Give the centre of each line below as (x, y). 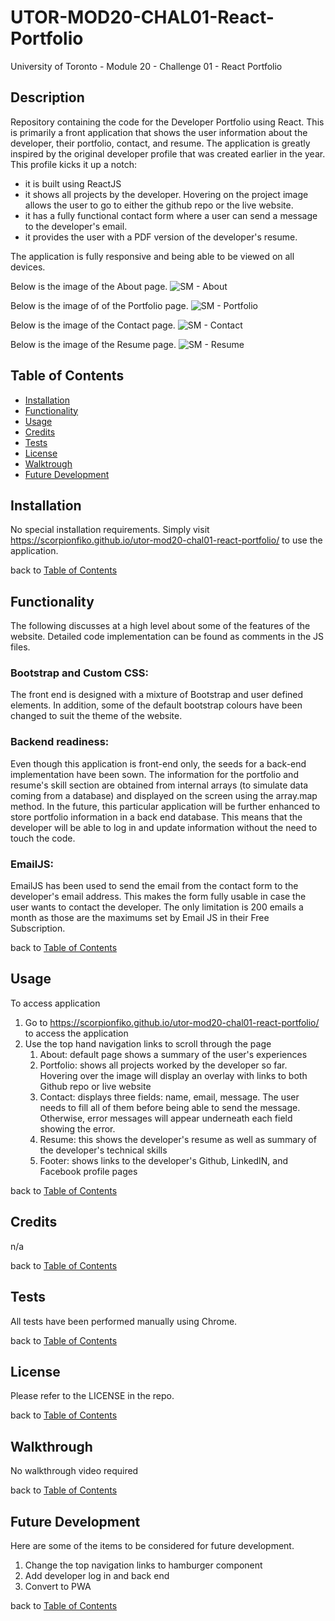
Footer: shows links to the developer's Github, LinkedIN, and (164, 1160)
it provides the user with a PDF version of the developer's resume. (161, 237)
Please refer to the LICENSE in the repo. (92, 1396)
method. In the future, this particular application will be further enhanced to (165, 806)
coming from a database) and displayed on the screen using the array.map (164, 795)
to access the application (76, 1033)
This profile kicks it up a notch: (74, 164)
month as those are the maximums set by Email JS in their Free (140, 918)
